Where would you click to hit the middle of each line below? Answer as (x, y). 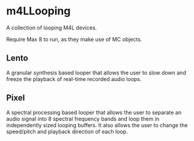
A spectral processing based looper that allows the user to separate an (94, 112)
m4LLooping (38, 11)
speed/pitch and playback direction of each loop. (67, 131)
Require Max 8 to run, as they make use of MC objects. (74, 39)
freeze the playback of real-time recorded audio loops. (74, 79)
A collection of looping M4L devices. (52, 28)
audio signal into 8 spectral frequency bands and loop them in (83, 119)
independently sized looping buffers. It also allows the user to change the (97, 125)
